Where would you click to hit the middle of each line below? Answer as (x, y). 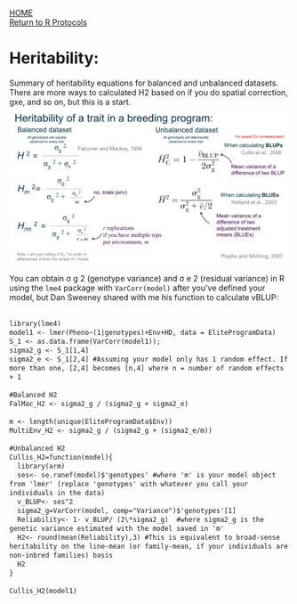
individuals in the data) (57, 494)
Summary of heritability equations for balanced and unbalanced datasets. (144, 83)
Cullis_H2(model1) (43, 592)
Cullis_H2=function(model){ (61, 458)
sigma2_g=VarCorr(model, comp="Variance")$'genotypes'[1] (127, 511)
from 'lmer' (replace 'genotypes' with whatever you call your (129, 485)
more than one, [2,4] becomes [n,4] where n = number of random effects (147, 369)
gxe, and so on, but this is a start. (70, 102)
